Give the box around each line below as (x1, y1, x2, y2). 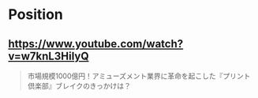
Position (8, 6, 63, 24)
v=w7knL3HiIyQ (8, 49, 89, 62)
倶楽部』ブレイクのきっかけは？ (27, 81, 132, 90)
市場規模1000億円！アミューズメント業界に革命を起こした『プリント (27, 71, 251, 81)
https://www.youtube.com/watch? (8, 37, 184, 51)
